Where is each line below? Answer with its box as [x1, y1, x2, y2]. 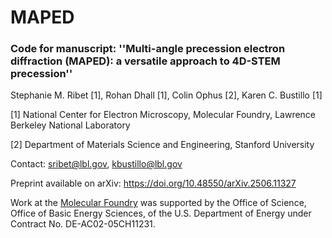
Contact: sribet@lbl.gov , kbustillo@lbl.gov [10, 158, 183, 170]
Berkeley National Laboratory [10, 119, 131, 131]
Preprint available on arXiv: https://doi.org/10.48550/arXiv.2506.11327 [10, 177, 297, 190]
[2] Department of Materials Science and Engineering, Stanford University [10, 139, 315, 151]
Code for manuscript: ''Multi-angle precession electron [10, 42, 286, 56]
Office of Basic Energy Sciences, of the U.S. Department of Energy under [10, 207, 312, 220]
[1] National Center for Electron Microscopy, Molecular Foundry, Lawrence [10, 109, 317, 121]
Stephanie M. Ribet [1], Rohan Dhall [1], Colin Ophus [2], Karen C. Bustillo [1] [10, 89, 323, 101]
